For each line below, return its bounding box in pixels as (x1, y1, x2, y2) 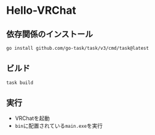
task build (6, 79, 34, 86)
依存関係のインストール (6, 29, 93, 39)
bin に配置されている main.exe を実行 (14, 122, 103, 130)
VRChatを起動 (14, 115, 50, 122)
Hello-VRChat (6, 4, 76, 17)
